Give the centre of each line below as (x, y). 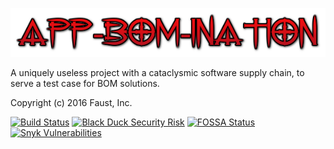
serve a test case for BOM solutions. (85, 84)
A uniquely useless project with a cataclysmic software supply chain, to (157, 73)
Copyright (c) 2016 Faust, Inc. (71, 103)
